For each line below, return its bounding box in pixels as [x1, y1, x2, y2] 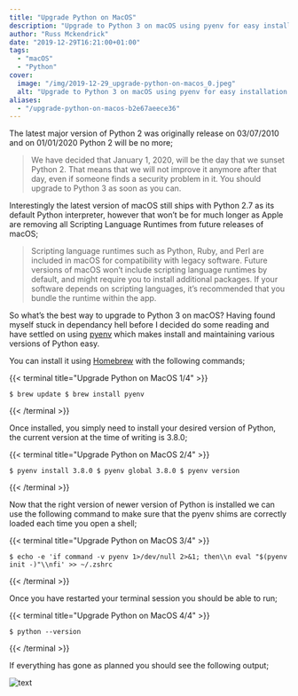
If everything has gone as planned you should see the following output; [9, 660, 269, 671]
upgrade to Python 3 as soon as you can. [30, 183, 182, 194]
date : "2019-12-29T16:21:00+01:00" [9, 37, 141, 47]
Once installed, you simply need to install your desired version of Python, [9, 423, 277, 433]
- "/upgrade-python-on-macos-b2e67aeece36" [17, 104, 180, 113]
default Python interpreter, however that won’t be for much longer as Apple [9, 210, 284, 220]
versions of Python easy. [9, 338, 100, 349]
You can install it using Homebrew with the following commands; [9, 356, 246, 367]
